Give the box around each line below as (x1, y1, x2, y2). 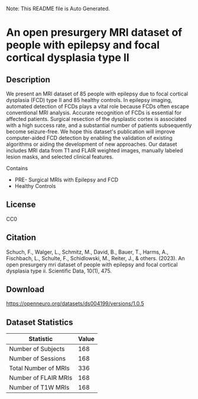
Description (6, 74, 50, 85)
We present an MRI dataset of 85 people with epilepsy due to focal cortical (6, 90, 188, 97)
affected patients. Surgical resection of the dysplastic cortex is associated (6, 116, 187, 122)
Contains (6, 165, 28, 171)
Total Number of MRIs (9, 364, 70, 372)
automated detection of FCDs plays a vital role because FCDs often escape (6, 103, 189, 110)
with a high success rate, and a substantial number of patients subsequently (6, 122, 192, 129)
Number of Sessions (9, 355, 66, 363)
